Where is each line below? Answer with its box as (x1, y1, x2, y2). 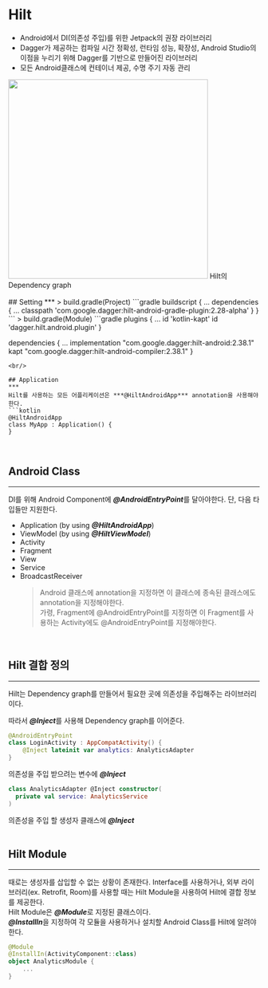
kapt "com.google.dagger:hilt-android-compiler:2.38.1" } (8, 346, 194, 356)
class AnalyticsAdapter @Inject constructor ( (8, 785, 162, 793)
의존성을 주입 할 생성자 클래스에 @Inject (8, 815, 135, 825)
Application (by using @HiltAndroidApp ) (19, 520, 155, 529)
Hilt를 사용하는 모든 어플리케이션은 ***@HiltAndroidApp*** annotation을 (8, 391, 234, 400)
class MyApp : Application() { (8, 420, 112, 428)
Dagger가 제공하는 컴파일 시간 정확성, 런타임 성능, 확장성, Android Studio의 (19, 42, 257, 53)
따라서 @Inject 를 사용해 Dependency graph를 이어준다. (8, 715, 185, 725)
